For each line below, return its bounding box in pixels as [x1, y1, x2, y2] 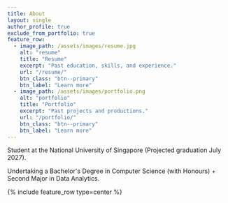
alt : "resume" [20, 50, 61, 57]
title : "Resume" [20, 56, 68, 63]
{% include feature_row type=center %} [7, 188, 122, 196]
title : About [7, 10, 45, 17]
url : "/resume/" [20, 68, 68, 75]
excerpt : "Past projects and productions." [20, 107, 149, 114]
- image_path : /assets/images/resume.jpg [13, 43, 136, 50]
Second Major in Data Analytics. [7, 174, 100, 183]
